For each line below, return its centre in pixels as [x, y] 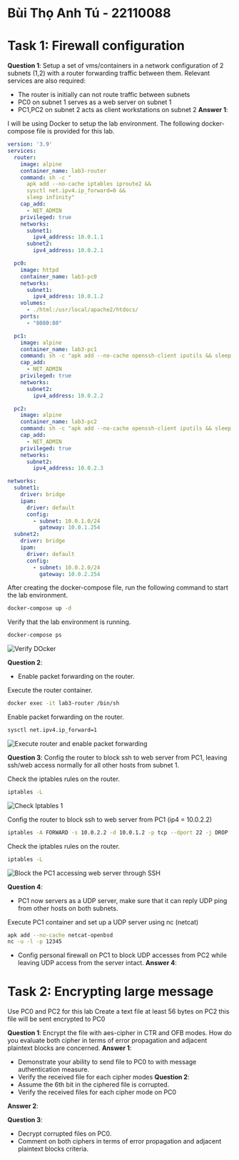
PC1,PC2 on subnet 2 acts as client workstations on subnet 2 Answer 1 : [123, 110]
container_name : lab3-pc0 [59, 276]
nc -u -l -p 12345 [35, 942]
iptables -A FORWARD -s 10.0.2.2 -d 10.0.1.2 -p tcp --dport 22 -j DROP [118, 832]
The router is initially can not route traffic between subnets [104, 95]
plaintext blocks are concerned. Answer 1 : [70, 1048]
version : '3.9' [30, 144]
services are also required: [47, 81]
